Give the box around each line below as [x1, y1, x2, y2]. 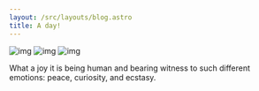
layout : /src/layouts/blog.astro [9, 12, 133, 22]
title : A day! [9, 21, 62, 30]
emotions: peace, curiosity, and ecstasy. [9, 72, 156, 82]
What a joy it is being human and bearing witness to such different [9, 63, 250, 73]
